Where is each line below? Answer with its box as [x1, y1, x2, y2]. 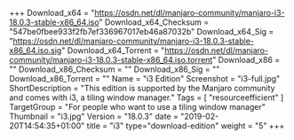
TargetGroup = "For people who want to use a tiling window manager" [9, 102, 266, 112]
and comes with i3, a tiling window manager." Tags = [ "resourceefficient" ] [9, 92, 284, 103]
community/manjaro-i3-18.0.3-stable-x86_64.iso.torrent [9, 55, 213, 65]
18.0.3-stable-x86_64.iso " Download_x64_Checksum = [9, 17, 210, 27]
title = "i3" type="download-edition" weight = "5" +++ [86, 121, 285, 131]
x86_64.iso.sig [9, 45, 62, 56]
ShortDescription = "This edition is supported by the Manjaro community [9, 83, 275, 93]
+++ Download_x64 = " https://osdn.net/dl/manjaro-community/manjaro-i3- [9, 8, 286, 18]
